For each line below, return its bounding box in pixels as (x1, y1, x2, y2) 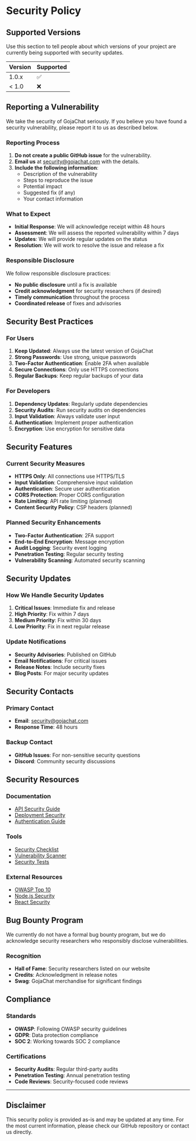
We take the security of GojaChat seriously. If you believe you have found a (6, 118, 187, 125)
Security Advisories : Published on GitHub (14, 651, 117, 658)
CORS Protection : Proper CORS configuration (14, 491, 125, 498)
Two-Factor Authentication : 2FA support (14, 532, 115, 539)
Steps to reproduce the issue (23, 177, 93, 184)
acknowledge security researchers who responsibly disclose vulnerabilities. (6, 937, 188, 944)
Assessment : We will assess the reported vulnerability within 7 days (14, 229, 179, 236)
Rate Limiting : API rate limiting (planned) (14, 498, 113, 505)
